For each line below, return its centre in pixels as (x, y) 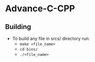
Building (18, 27)
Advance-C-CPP (40, 9)
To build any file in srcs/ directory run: (51, 38)
